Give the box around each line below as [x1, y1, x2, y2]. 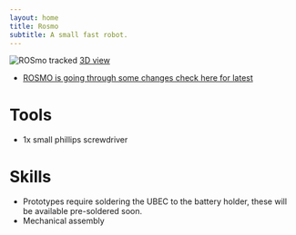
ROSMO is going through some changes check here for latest [22, 73, 253, 83]
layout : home [9, 13, 59, 23]
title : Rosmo [9, 22, 59, 31]
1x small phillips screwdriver [22, 134, 128, 145]
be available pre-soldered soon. [22, 206, 143, 217]
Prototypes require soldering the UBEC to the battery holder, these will [22, 196, 288, 207]
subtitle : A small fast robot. [9, 30, 128, 39]
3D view [79, 55, 111, 66]
